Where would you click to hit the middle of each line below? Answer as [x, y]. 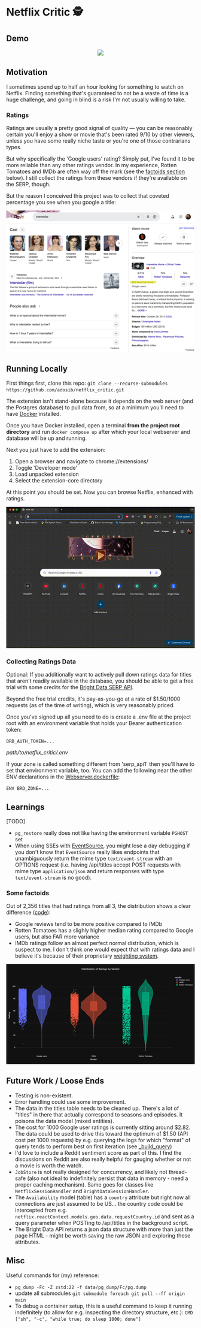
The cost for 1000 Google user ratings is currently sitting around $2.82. [103, 1127]
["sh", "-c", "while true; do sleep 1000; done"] [78, 1319]
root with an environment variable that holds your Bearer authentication [94, 723]
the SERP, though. [28, 185]
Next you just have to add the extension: [56, 450]
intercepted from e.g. [41, 1210]
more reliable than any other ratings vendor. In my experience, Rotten [92, 165]
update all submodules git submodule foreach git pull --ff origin [100, 1293]
